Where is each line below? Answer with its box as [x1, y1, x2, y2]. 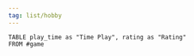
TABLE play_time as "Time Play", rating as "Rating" [8, 33, 187, 41]
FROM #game [8, 40, 45, 48]
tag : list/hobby [8, 11, 62, 20]
